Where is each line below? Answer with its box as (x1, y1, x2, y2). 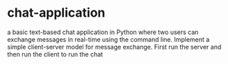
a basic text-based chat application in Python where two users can (7, 28, 199, 36)
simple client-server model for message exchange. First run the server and (7, 42, 222, 51)
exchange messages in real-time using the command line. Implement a (7, 35, 210, 43)
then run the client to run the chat (7, 50, 103, 58)
